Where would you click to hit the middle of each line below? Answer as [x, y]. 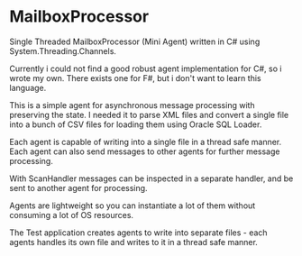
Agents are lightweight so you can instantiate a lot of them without [133, 206]
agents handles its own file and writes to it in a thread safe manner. [134, 242]
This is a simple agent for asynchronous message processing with [132, 105]
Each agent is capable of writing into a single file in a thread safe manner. [146, 142]
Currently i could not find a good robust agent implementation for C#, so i [146, 69]
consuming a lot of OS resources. [71, 215]
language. [28, 87]
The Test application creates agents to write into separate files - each [138, 233]
